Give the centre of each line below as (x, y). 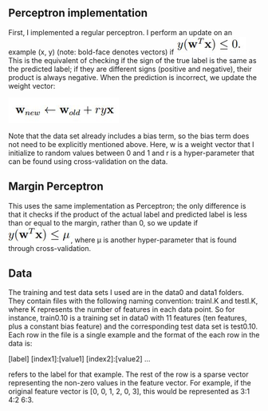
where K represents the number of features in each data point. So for (122, 309)
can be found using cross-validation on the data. (88, 161)
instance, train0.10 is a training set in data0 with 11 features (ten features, (128, 318)
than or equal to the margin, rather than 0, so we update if (103, 222)
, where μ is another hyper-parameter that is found (154, 240)
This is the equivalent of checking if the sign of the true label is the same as (132, 60)
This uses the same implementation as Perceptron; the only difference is (127, 205)
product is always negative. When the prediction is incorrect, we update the (133, 77)
